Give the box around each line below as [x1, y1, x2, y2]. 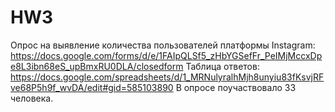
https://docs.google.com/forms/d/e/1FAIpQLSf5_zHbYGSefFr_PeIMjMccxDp [10, 49, 323, 61]
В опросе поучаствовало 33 [175, 81, 297, 93]
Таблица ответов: [185, 60, 260, 72]
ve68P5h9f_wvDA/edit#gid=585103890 [10, 81, 174, 93]
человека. [10, 92, 54, 104]
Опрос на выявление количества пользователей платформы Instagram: [10, 39, 316, 51]
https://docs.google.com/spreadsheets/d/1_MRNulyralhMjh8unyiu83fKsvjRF [10, 71, 325, 83]
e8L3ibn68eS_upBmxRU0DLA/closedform [10, 60, 184, 72]
